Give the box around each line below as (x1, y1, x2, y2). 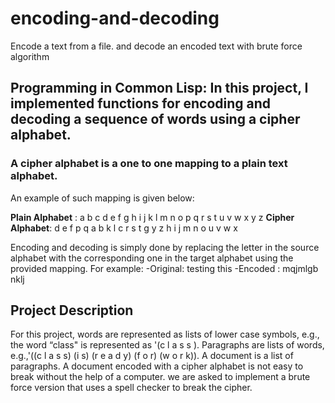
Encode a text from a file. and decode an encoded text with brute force (10, 40, 303, 52)
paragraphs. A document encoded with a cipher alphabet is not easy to (10, 360, 304, 372)
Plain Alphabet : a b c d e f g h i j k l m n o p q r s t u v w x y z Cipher (10, 211, 295, 223)
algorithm (10, 50, 50, 62)
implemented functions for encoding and (10, 95, 272, 112)
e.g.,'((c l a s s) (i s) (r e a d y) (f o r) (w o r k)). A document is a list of (10, 350, 294, 362)
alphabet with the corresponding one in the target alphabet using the (10, 252, 294, 264)
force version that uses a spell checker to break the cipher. (10, 382, 253, 394)
